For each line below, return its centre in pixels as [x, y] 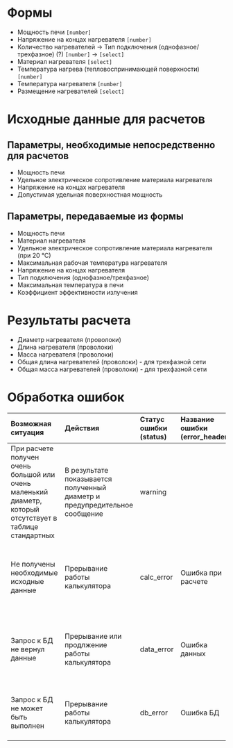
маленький [29, 491]
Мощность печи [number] [54, 32]
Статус [152, 419]
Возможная [31, 423]
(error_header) [205, 437]
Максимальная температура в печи [70, 285]
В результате [87, 470]
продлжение [86, 644]
